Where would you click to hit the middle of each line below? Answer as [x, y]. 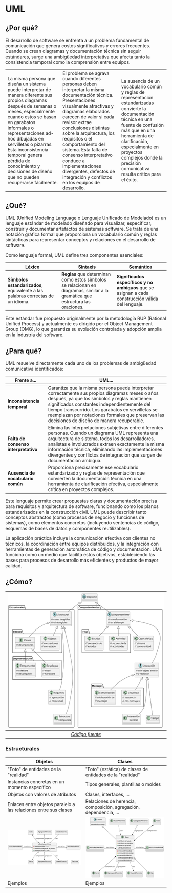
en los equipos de [81, 182]
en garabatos [21, 122]
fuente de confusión [142, 125]
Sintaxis [87, 267]
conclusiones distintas [86, 128]
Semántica [141, 267]
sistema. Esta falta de [85, 149]
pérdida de [19, 161]
